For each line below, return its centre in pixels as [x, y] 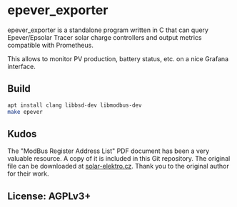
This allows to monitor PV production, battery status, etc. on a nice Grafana [118, 58]
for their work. [28, 174]
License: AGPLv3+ [49, 196]
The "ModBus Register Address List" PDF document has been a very [109, 151]
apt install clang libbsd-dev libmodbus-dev [75, 105]
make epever [25, 112]
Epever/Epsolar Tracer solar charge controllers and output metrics [105, 37]
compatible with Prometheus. [51, 45]
